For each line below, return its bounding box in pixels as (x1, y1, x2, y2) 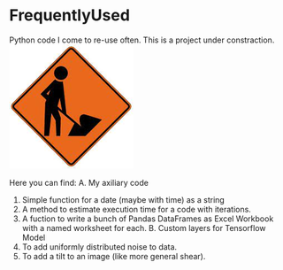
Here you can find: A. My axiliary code (9, 177, 149, 188)
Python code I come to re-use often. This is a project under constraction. (9, 35, 275, 45)
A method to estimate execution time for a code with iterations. (21, 204, 252, 214)
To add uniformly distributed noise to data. (21, 241, 178, 252)
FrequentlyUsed (9, 5, 131, 26)
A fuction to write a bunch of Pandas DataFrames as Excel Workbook (21, 213, 274, 224)
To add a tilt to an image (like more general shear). (21, 251, 206, 261)
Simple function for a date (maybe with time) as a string (21, 194, 226, 204)
